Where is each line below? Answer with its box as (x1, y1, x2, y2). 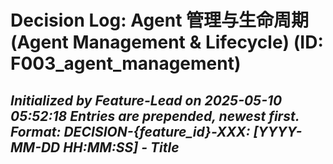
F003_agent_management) (10, 52, 242, 75)
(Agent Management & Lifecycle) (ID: (10, 31, 324, 54)
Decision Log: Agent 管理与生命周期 (10, 9, 310, 32)
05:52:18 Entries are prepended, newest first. (10, 107, 300, 125)
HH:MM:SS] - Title (63, 139, 180, 156)
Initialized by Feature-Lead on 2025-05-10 (10, 92, 283, 109)
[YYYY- (253, 123, 303, 140)
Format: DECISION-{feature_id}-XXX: (10, 123, 251, 140)
